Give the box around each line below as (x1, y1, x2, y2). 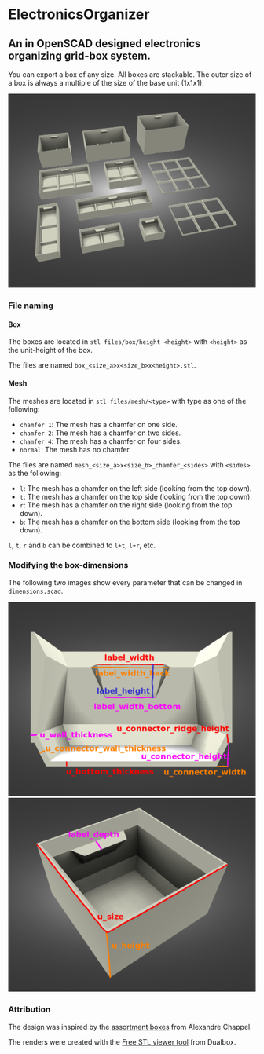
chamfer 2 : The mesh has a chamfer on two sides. (19, 428, 181, 437)
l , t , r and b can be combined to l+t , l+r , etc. (8, 540, 156, 550)
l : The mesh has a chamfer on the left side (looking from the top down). (19, 483, 252, 492)
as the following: (8, 468, 61, 478)
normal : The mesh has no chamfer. (19, 445, 132, 454)
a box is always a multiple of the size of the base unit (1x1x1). (8, 79, 204, 87)
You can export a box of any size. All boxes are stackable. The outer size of (8, 70, 252, 79)
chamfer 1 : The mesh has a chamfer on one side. (19, 419, 178, 429)
